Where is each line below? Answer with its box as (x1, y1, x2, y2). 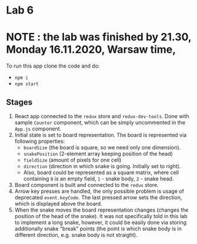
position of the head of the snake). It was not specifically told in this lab (14, 212, 188, 219)
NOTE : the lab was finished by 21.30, (6, 31, 192, 44)
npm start (14, 81, 39, 87)
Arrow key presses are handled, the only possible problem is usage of (14, 188, 184, 195)
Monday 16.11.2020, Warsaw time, (6, 43, 176, 56)
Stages (6, 97, 33, 107)
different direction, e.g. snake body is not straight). (14, 231, 138, 238)
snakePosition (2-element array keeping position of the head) (23, 150, 173, 157)
